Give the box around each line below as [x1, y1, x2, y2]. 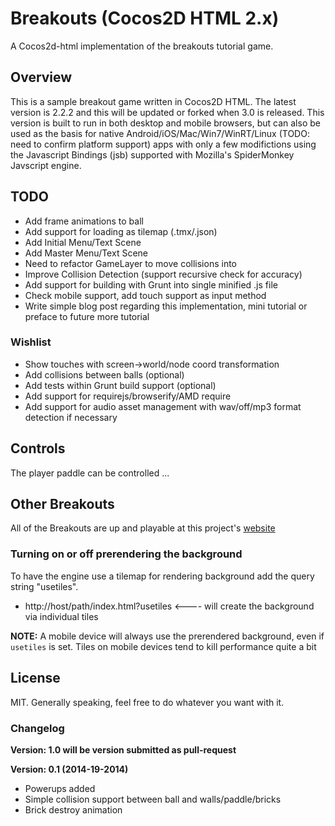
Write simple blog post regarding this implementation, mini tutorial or [24, 300, 308, 312]
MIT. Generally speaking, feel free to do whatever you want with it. [10, 696, 285, 708]
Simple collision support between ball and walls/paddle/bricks [24, 793, 282, 805]
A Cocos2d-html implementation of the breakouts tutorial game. [10, 40, 274, 52]
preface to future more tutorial [24, 310, 150, 322]
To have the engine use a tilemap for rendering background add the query [10, 570, 315, 582]
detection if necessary [24, 411, 118, 423]
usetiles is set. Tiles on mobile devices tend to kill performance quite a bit [10, 640, 317, 652]
